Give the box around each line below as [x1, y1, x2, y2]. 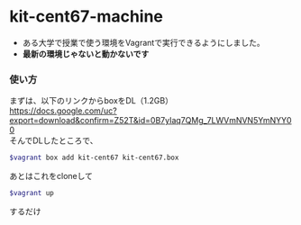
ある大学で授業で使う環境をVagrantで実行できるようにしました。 [22, 37, 265, 48]
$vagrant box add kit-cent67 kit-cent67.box [9, 153, 179, 163]
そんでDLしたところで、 [9, 135, 98, 146]
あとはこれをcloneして [9, 171, 93, 182]
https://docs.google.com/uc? [9, 105, 117, 116]
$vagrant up [9, 189, 54, 198]
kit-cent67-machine [9, 6, 164, 27]
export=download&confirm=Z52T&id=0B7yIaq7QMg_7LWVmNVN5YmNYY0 [9, 115, 292, 126]
